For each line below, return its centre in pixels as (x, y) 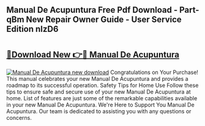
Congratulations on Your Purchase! (154, 72)
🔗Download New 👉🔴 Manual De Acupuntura (93, 54)
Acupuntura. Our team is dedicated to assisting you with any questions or (99, 111)
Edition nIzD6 (32, 29)
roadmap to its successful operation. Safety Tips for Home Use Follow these (102, 85)
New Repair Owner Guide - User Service (104, 20)
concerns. (19, 118)
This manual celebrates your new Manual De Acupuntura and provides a (97, 79)
